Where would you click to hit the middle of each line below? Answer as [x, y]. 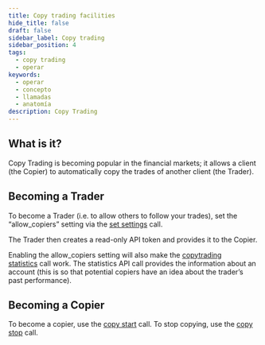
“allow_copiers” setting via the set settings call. [86, 224]
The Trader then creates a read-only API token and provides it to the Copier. [133, 239]
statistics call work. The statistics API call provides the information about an [132, 263]
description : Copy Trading [53, 112]
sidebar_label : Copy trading [57, 38]
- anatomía [33, 104]
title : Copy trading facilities [62, 16]
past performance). [40, 280]
